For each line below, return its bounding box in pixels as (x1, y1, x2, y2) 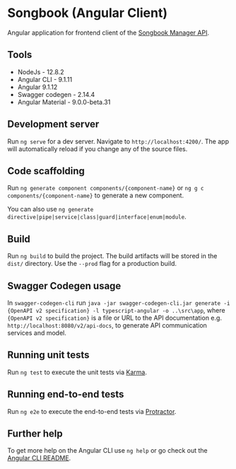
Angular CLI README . (7, 454, 71, 463)
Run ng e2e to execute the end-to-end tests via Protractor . (7, 407, 177, 415)
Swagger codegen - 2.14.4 (17, 90, 95, 98)
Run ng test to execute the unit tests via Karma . (7, 368, 147, 376)
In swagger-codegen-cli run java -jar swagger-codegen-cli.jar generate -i (7, 299, 230, 307)
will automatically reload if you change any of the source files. (7, 144, 188, 153)
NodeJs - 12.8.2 (17, 67, 65, 76)
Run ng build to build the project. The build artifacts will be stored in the (7, 252, 218, 260)
